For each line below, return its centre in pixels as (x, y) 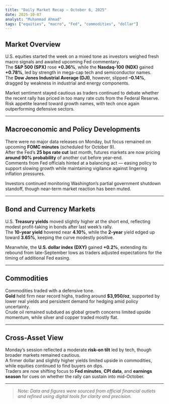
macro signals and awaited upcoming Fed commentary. (63, 62)
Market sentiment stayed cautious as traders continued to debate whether (82, 93)
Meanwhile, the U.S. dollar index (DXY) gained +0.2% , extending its (76, 247)
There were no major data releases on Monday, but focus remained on (78, 141)
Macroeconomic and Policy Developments (73, 130)
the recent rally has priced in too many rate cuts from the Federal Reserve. (82, 98)
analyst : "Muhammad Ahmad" (33, 19)
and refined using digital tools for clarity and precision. (74, 396)
